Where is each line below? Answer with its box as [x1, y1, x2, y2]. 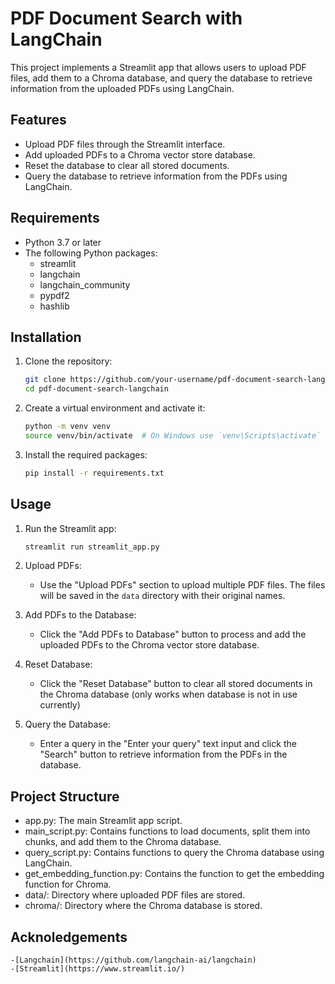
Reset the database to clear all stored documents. [24, 159, 230, 171]
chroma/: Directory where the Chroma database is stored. [24, 900, 263, 912]
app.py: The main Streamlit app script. [24, 815, 183, 827]
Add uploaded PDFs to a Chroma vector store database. [24, 148, 256, 161]
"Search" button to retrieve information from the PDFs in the [39, 748, 288, 761]
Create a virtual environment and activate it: [24, 402, 206, 414]
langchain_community [39, 278, 131, 291]
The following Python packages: [24, 247, 158, 259]
